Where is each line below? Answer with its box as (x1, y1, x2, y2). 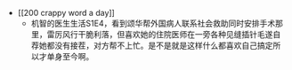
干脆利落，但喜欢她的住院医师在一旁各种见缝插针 (77, 29, 258, 39)
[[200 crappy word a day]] (17, 8, 116, 18)
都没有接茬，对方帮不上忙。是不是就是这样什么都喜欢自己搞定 (46, 40, 273, 51)
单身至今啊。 (46, 51, 94, 61)
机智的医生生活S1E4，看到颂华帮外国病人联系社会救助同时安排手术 (30, 18, 276, 28)
